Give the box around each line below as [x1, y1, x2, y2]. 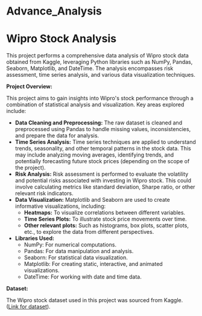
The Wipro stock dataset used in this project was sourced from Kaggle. [6, 297, 183, 304]
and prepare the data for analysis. [14, 132, 99, 140]
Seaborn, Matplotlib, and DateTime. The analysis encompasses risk [6, 65, 174, 72]
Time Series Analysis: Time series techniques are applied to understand [14, 138, 196, 146]
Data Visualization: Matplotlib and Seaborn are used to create [14, 196, 170, 204]
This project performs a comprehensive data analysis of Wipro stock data [6, 52, 189, 59]
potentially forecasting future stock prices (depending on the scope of [14, 158, 190, 165]
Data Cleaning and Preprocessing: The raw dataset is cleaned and [14, 119, 183, 126]
